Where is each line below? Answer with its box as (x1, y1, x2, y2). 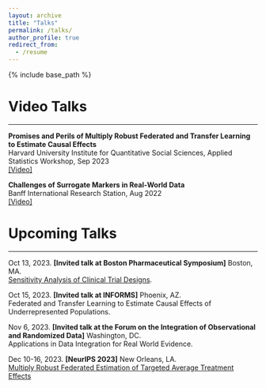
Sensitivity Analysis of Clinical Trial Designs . (8, 274, 153, 284)
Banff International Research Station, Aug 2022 (8, 188, 162, 198)
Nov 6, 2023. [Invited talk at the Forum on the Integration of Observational (8, 322, 256, 332)
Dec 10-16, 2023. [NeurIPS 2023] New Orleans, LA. (8, 354, 177, 364)
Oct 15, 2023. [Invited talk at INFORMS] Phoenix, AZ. (8, 290, 182, 299)
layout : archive (8, 11, 62, 20)
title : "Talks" (8, 19, 59, 27)
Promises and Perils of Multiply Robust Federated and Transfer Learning (8, 131, 251, 141)
